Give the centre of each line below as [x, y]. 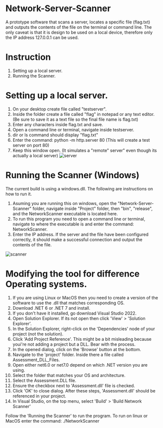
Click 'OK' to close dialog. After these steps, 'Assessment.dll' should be [84, 391]
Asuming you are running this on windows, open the [65, 203]
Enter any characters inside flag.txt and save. [58, 124]
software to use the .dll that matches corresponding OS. [69, 303]
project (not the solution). [38, 334]
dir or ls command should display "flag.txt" [55, 135]
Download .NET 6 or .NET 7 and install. [51, 308]
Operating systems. [46, 284]
